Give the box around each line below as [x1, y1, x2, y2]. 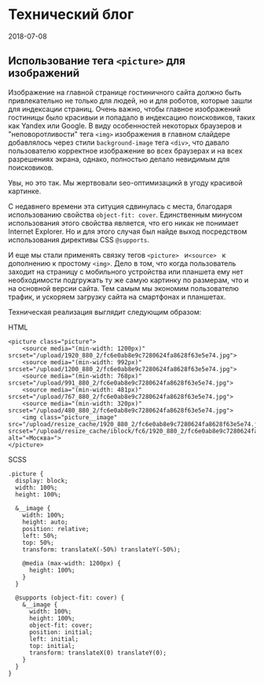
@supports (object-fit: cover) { [15, 594, 125, 602]
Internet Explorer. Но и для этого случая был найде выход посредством [8, 226, 247, 236]
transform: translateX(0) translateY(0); [28, 649, 167, 657]
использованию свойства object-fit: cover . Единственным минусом [8, 210, 243, 219]
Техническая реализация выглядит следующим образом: [8, 307, 202, 316]
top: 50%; [22, 539, 55, 547]
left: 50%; [22, 532, 58, 540]
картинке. [8, 186, 42, 196]
